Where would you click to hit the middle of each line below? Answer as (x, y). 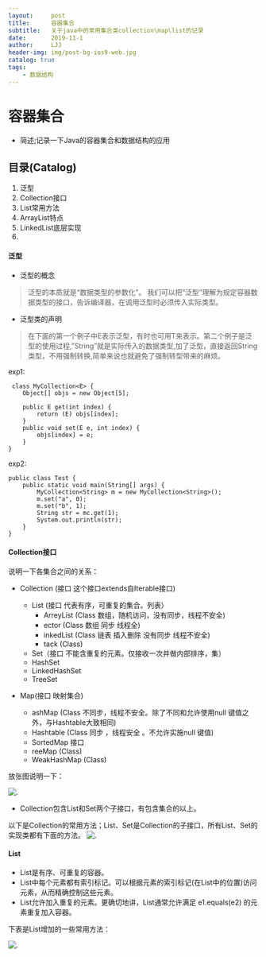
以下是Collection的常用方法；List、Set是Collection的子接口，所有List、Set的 (133, 825)
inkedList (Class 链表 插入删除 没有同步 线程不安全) (127, 635)
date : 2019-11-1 (46, 38)
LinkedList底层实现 (50, 228)
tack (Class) (63, 644)
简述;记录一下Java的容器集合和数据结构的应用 (95, 140)
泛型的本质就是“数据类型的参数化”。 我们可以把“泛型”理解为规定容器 (139, 292)
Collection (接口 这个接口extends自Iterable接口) (98, 588)
